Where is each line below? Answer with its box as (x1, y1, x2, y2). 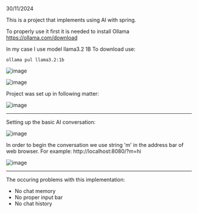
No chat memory (14, 188, 56, 194)
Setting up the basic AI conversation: (6, 119, 96, 126)
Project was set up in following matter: (6, 90, 99, 97)
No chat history (14, 200, 52, 207)
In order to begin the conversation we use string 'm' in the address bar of (6, 142, 184, 148)
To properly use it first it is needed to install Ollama (6, 28, 130, 35)
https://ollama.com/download (6, 34, 78, 41)
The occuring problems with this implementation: (6, 176, 126, 183)
